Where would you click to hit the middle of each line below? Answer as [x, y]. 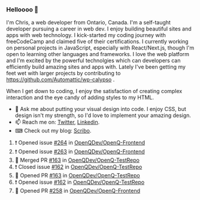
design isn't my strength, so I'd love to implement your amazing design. [103, 115]
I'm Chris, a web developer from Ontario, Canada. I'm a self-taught [88, 23]
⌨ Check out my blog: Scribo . [53, 131]
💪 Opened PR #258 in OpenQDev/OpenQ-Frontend [78, 191]
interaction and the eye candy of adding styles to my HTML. [80, 97]
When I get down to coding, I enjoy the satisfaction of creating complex [94, 91]
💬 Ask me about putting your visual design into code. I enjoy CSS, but [101, 109]
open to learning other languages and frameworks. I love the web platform [98, 54]
